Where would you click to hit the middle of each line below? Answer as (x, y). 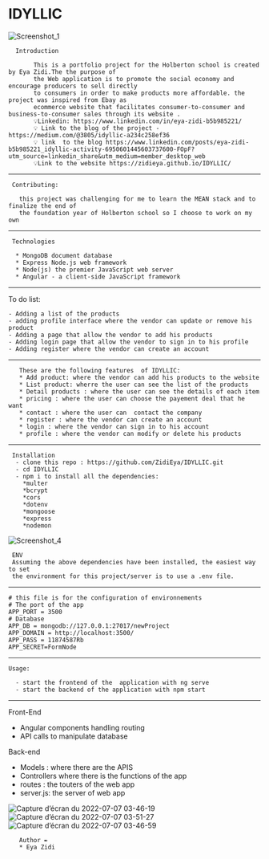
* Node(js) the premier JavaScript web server (94, 270)
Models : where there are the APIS (76, 767)
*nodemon (37, 525)
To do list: (24, 299)
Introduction (37, 51)
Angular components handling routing (82, 727)
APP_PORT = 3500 (35, 612)
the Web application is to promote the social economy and (134, 79)
